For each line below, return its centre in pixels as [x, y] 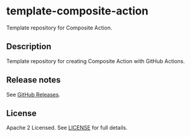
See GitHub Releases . [33, 94]
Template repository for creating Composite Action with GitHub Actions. [96, 61]
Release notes [34, 80]
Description [29, 47]
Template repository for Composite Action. [59, 28]
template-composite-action [77, 11]
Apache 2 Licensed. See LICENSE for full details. [67, 128]
